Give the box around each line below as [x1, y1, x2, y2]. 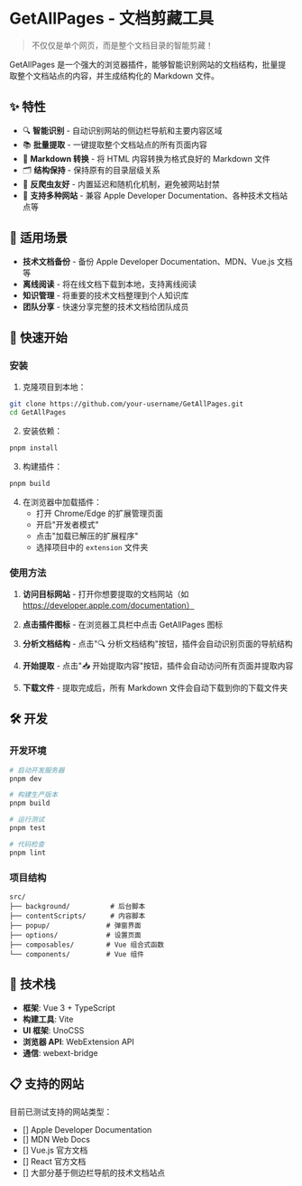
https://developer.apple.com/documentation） [22, 600, 195, 611]
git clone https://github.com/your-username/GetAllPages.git [9, 399, 244, 409]
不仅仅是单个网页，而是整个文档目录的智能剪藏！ [31, 40, 214, 51]
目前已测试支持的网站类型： [9, 1106, 113, 1116]
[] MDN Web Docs [22, 1134, 90, 1144]
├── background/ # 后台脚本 [9, 902, 146, 911]
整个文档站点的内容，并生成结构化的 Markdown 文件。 [16, 70, 219, 81]
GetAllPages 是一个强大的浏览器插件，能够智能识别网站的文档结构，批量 [9, 59, 279, 70]
